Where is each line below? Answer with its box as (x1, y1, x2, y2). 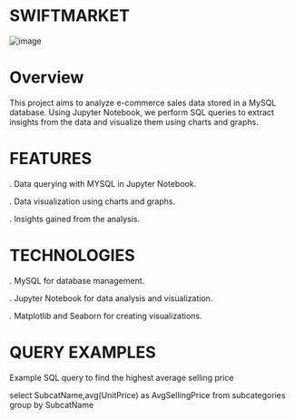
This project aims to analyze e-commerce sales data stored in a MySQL (9, 97, 277, 108)
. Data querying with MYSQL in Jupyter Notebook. (9, 178, 197, 189)
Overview (9, 67, 84, 88)
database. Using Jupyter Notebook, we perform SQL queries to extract (9, 106, 275, 118)
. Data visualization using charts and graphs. (9, 196, 176, 207)
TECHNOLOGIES (9, 246, 136, 266)
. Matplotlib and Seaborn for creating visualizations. (9, 310, 202, 321)
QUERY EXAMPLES (9, 342, 156, 363)
